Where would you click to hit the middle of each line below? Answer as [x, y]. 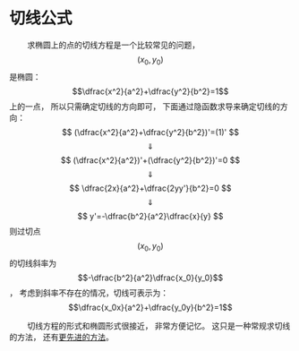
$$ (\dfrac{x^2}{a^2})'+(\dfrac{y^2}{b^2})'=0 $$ [150, 160]
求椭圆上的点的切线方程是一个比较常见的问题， [113, 45]
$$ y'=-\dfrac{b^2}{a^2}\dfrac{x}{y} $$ [150, 216]
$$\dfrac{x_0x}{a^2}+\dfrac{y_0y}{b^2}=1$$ [150, 307]
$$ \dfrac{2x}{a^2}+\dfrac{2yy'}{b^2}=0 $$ [150, 188]
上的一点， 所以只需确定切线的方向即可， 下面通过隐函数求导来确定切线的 [145, 106]
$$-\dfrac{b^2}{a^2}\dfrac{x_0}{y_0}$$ [150, 278]
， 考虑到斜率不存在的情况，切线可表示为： [89, 293]
